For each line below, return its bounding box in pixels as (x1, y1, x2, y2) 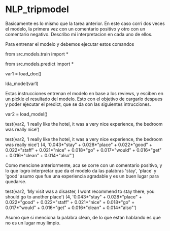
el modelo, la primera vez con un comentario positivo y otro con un (5, 25, 146, 32)
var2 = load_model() (5, 111, 48, 117)
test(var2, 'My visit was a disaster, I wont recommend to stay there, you (5, 188, 155, 194)
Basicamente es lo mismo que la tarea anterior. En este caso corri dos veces (5, 20, 165, 26)
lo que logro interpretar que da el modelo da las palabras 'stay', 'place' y (5, 167, 157, 174)
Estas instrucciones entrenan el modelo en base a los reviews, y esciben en (5, 90, 163, 96)
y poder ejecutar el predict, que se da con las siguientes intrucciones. (5, 101, 151, 107)
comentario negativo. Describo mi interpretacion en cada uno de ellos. (5, 31, 153, 37)
